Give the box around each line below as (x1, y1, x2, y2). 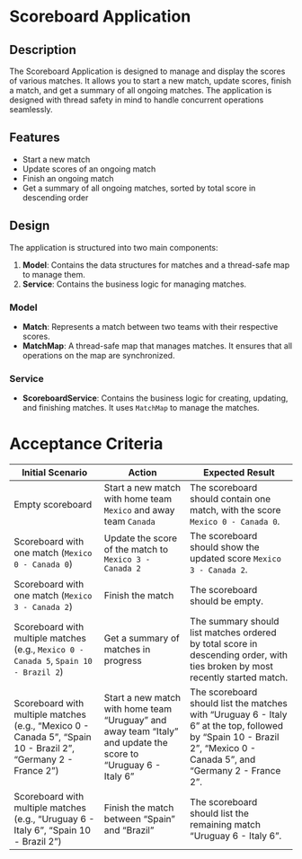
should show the (190, 541, 260, 553)
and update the (103, 737, 168, 749)
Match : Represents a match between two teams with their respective (22, 321, 279, 332)
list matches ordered (190, 626, 277, 639)
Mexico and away (103, 504, 175, 517)
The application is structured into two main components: (9, 242, 218, 252)
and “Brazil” (103, 824, 155, 837)
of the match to (103, 544, 169, 556)
